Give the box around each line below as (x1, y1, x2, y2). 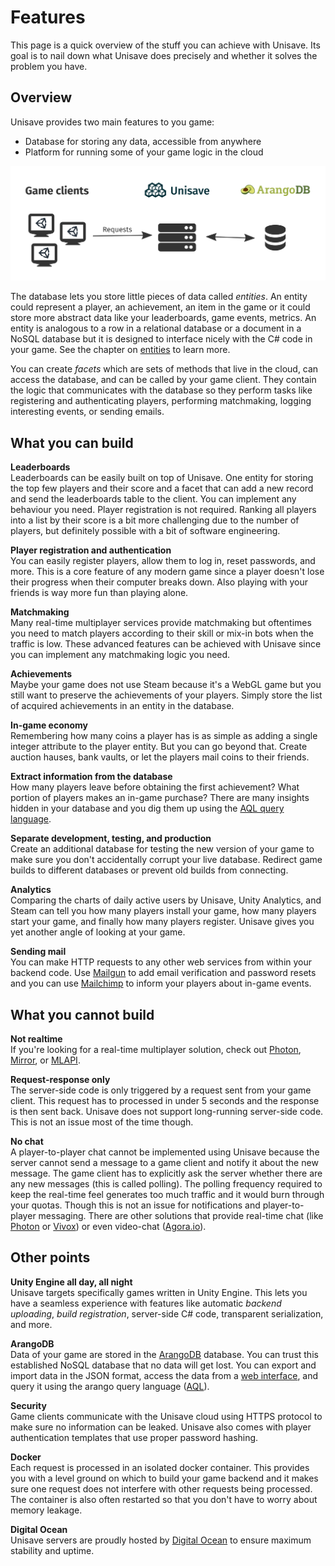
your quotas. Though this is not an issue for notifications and (10, 1199, 261, 1211)
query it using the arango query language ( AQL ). (10, 1380, 210, 1392)
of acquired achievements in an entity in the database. (10, 700, 235, 712)
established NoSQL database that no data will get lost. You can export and (10, 1359, 317, 1371)
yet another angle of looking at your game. (10, 926, 186, 938)
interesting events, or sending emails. (10, 406, 165, 418)
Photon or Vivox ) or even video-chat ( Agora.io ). (10, 1220, 207, 1232)
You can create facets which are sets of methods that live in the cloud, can (10, 363, 319, 375)
